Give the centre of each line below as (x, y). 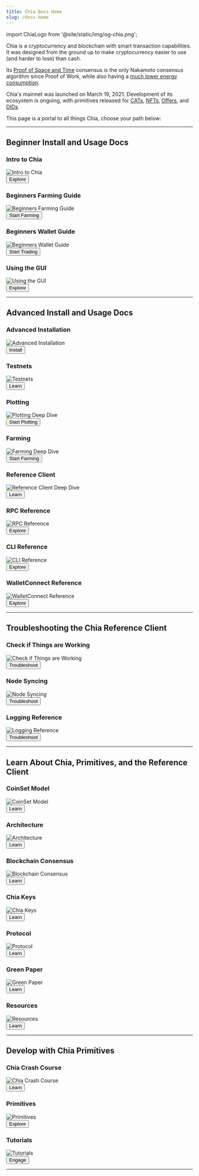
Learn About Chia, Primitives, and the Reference (97, 762)
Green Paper (25, 969)
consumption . (23, 82)
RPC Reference (28, 510)
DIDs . (13, 106)
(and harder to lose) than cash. (44, 58)
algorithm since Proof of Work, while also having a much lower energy (92, 76)
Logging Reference (34, 717)
